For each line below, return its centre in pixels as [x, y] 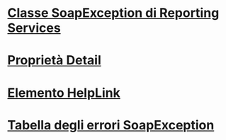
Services [34, 28]
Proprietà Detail [54, 60]
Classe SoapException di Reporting [113, 13]
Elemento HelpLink [64, 93]
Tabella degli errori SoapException [111, 125]
